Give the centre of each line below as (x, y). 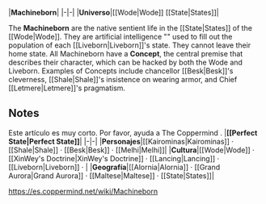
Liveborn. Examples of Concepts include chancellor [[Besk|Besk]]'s (121, 71)
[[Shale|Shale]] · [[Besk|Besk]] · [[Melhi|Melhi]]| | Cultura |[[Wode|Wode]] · (131, 150)
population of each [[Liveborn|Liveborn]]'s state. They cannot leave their (130, 45)
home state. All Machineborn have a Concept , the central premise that (126, 54)
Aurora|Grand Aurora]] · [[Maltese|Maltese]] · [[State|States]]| (111, 175)
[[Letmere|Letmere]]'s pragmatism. (67, 88)
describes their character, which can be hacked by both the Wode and (125, 62)
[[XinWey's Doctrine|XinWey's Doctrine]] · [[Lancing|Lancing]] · (114, 158)
